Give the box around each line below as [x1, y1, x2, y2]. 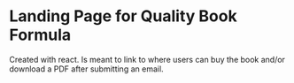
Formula [9, 25, 72, 45]
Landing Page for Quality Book [9, 6, 237, 26]
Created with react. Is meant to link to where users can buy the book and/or [9, 54, 286, 64]
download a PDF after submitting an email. [9, 64, 164, 74]
